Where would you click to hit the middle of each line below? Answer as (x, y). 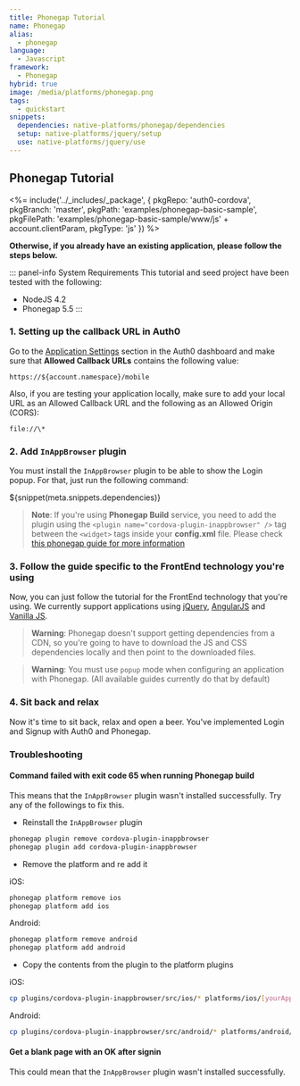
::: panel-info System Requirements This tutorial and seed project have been (150, 272)
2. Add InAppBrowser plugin (68, 451)
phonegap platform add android (67, 948)
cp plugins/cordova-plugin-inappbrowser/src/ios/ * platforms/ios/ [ (137, 998)
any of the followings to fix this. (67, 805)
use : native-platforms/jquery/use (81, 142)
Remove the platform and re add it (85, 864)
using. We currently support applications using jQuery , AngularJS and (137, 606)
